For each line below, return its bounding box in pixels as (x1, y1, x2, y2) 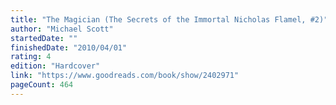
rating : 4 (10, 52, 52, 62)
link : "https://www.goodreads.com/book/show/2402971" (10, 71, 240, 81)
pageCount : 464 (10, 80, 74, 90)
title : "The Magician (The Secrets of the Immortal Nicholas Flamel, (10, 14, 307, 25)
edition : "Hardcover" (10, 61, 101, 71)
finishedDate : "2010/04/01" (10, 42, 128, 53)
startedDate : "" (10, 33, 78, 43)
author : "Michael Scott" (10, 24, 114, 34)
